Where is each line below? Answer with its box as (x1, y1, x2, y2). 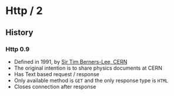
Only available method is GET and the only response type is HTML (14, 77, 168, 84)
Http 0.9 (5, 45, 30, 53)
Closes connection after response (14, 83, 96, 90)
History (5, 28, 34, 37)
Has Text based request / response (14, 70, 99, 77)
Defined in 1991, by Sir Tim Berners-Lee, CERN (14, 58, 128, 65)
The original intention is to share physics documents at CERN (14, 64, 163, 71)
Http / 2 (5, 4, 43, 18)
